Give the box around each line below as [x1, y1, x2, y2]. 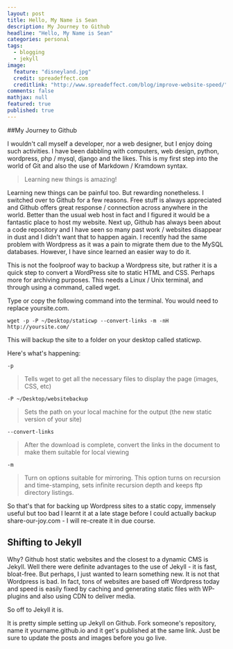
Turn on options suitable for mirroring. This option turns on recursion [24, 473, 221, 482]
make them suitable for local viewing [24, 448, 130, 456]
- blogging [13, 49, 45, 56]
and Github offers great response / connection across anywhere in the [7, 203, 208, 212]
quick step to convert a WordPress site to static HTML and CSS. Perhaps [7, 268, 215, 276]
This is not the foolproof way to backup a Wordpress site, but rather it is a [7, 261, 218, 269]
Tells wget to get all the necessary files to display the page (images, [24, 374, 218, 382]
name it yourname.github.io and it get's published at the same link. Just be [7, 626, 221, 634]
